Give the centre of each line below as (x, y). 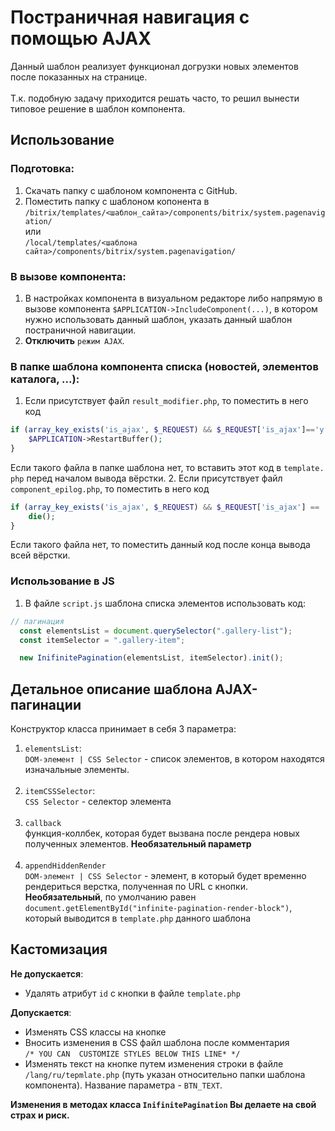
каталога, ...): (45, 379)
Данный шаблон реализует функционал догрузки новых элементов (154, 66)
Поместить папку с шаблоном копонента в (117, 201)
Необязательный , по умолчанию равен (110, 897)
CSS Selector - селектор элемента (98, 802)
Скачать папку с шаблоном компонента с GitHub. (131, 190)
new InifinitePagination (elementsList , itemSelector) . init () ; (151, 658)
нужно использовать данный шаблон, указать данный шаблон (158, 319)
